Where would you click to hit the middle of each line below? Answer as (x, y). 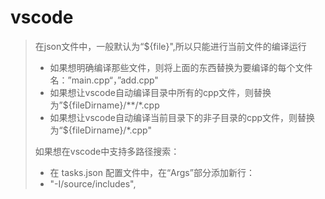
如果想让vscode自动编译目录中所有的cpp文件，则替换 (160, 92)
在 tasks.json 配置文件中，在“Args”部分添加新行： (152, 172)
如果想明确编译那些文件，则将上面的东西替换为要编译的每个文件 (181, 67)
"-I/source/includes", (93, 183)
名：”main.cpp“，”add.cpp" (104, 80)
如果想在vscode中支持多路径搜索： (107, 151)
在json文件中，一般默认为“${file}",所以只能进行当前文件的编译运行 (170, 46)
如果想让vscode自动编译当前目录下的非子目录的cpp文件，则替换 (182, 117)
